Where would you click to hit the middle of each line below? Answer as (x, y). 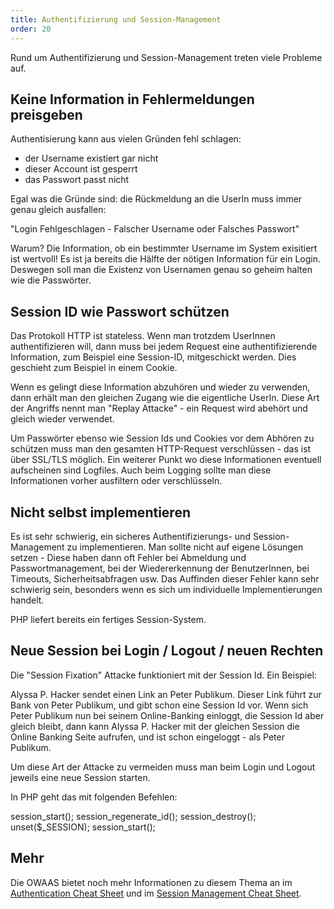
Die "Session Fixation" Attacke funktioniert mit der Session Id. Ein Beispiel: (163, 675)
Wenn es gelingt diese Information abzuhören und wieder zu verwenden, (160, 387)
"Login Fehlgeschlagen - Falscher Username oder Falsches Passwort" (155, 229)
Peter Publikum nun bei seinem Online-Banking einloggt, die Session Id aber (167, 715)
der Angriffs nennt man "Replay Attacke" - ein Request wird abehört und (159, 408)
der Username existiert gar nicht (91, 158)
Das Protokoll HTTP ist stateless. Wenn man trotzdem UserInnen (143, 336)
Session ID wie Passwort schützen (120, 311)
